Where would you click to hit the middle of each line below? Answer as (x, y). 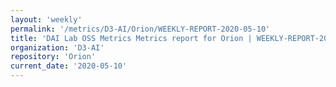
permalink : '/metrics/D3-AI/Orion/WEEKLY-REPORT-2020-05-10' (140, 29)
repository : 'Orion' (53, 57)
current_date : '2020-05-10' (69, 66)
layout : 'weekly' (46, 19)
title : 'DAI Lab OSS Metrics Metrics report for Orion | (131, 38)
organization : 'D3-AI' (57, 47)
